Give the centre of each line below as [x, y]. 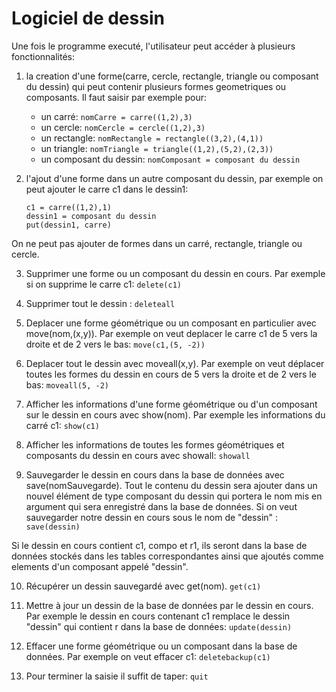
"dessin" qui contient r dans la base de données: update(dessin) [159, 626]
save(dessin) [53, 527]
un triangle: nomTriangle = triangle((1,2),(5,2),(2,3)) [157, 148]
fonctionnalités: [43, 56]
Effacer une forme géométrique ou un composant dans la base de [161, 646]
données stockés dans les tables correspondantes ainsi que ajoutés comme [167, 556]
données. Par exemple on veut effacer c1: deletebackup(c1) [148, 656]
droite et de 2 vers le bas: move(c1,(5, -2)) [115, 344]
